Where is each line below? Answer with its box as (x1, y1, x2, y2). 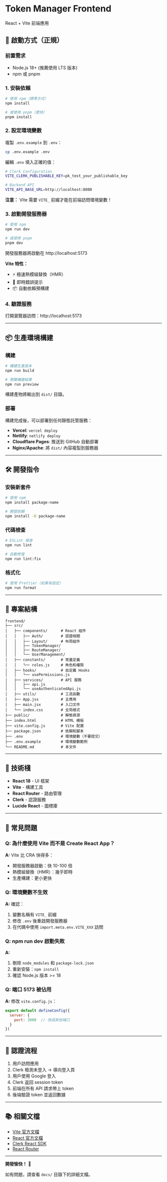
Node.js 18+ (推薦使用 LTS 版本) (12, 64, 78, 70)
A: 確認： (5, 901, 25, 907)
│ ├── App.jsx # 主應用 (5, 696, 77, 702)
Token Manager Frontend (5, 3, 112, 14)
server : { (9, 1013, 30, 1017)
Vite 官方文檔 (12, 1129, 40, 1135)
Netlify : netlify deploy (12, 432, 61, 439)
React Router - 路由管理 (12, 791, 62, 797)
